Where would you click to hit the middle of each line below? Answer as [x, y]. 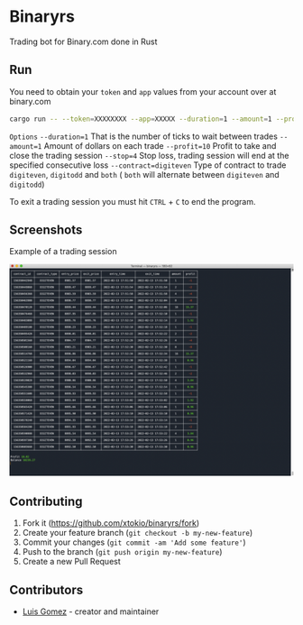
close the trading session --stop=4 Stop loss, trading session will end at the [149, 155]
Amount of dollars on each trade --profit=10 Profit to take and [160, 145]
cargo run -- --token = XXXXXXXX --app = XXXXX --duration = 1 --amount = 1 [141, 119]
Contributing [46, 501]
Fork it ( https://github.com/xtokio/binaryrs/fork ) [111, 523]
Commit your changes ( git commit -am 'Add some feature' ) [134, 542]
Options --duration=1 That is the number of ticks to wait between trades [143, 136]
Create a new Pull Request [72, 562]
